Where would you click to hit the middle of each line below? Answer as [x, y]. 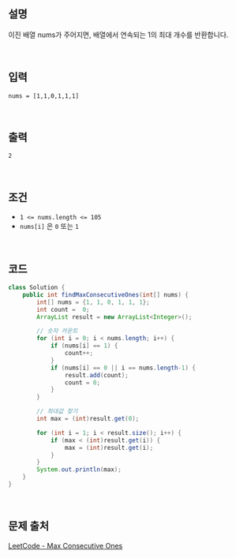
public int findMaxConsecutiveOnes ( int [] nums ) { [106, 294]
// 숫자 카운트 [57, 331]
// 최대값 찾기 [57, 412]
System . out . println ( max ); [79, 470]
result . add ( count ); [96, 375]
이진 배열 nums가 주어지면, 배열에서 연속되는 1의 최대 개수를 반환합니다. [118, 35]
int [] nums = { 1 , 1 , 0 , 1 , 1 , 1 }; [93, 302]
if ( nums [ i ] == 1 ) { [84, 346]
